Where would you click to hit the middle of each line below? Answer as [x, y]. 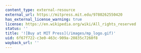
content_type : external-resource [40, 10]
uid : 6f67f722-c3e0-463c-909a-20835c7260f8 [52, 38]
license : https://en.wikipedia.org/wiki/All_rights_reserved [71, 24]
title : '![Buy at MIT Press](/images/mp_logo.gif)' [60, 33]
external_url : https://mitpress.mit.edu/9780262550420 [64, 15]
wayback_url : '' [22, 43]
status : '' [17, 29]
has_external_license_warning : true [44, 19]
